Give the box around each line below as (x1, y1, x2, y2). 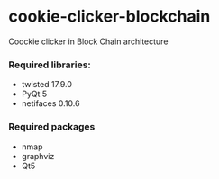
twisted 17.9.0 (21, 79, 73, 90)
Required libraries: (8, 58, 92, 71)
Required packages (8, 121, 96, 133)
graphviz (21, 150, 55, 161)
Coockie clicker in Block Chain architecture (8, 36, 169, 47)
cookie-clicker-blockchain (8, 6, 211, 27)
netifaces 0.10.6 (21, 98, 80, 109)
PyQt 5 (21, 88, 48, 100)
